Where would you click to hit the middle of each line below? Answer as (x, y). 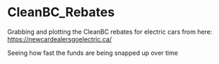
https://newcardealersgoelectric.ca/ (60, 39)
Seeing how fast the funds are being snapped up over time (93, 53)
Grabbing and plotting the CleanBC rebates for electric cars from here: (110, 32)
